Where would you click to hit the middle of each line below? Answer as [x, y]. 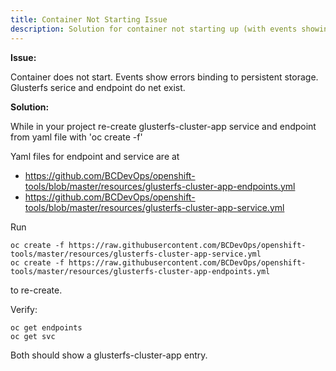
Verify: [24, 309]
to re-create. [36, 290]
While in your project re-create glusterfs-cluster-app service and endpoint [163, 126]
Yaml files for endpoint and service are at [95, 156]
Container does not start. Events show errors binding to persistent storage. [164, 77]
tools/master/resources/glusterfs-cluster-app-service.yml [136, 254]
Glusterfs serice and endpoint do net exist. [98, 87]
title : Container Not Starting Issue [89, 19]
